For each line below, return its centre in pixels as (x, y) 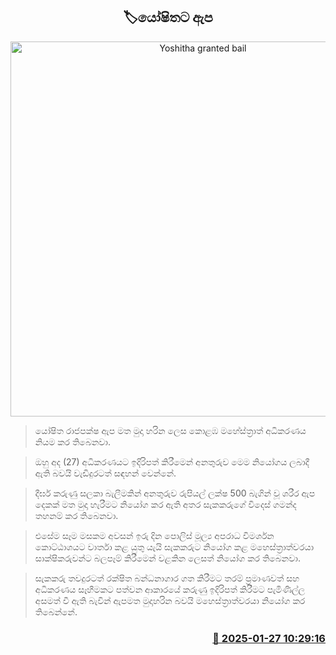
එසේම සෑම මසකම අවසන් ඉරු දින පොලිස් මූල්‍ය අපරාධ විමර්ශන (154, 535)
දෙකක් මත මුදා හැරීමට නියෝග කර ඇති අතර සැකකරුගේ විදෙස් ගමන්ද (165, 504)
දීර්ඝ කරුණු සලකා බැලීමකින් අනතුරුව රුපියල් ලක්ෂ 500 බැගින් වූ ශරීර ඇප (175, 493)
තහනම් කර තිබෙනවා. (76, 515)
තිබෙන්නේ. (56, 611)
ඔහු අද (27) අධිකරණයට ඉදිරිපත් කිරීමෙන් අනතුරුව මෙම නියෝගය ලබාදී (172, 461)
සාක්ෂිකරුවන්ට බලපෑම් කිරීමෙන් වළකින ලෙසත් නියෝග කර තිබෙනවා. (167, 558)
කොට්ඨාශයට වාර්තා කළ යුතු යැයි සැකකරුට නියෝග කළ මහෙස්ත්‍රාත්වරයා (174, 546)
